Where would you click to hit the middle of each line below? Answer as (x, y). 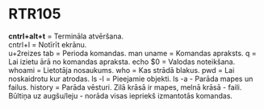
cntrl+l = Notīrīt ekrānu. (48, 44)
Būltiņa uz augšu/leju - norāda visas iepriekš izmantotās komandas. (120, 95)
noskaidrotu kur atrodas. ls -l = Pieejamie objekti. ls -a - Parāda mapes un (131, 79)
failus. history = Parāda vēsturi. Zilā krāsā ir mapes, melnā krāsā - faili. (125, 87)
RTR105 (35, 14)
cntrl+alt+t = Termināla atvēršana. (66, 36)
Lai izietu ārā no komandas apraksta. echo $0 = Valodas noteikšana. (122, 62)
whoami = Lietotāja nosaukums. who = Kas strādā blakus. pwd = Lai (122, 70)
